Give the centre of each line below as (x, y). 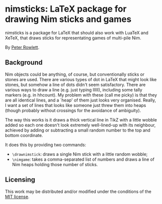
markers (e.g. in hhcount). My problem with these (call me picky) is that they (81, 95)
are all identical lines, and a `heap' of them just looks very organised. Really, (81, 100)
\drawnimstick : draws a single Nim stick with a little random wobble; (80, 154)
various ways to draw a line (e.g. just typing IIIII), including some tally (74, 90)
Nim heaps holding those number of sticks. (55, 164)
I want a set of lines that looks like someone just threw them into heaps (76, 105)
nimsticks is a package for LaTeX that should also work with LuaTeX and (77, 33)
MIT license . (17, 196)
